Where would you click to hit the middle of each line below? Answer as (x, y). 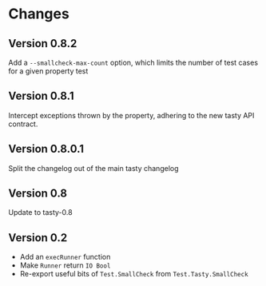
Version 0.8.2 (43, 44)
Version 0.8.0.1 (46, 149)
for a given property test (48, 71)
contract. (23, 124)
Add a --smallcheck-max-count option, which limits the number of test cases (133, 62)
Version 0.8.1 (41, 96)
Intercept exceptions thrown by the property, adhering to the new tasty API (131, 115)
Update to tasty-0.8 (41, 213)
